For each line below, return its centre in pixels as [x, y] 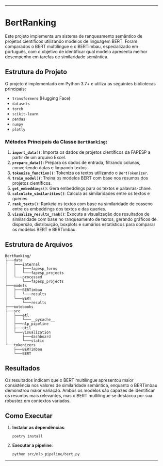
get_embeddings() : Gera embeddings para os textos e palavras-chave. [82, 188]
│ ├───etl [17, 315]
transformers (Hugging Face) [41, 98]
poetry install [27, 436]
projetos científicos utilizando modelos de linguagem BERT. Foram [71, 41]
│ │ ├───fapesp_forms [31, 269]
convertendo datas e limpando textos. [50, 168]
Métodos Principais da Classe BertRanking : [56, 142]
